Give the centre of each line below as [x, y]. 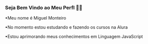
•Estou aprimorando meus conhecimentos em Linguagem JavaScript [74, 37]
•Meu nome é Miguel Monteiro [36, 18]
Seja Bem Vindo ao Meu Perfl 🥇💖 [44, 8]
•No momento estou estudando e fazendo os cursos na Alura [66, 27]
